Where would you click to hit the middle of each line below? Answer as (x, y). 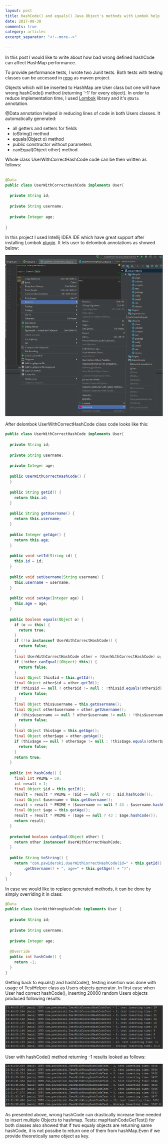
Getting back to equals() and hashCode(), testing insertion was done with (81, 982)
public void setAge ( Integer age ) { (47, 598)
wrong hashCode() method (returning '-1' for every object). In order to (77, 92)
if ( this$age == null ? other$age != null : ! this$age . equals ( (81, 741)
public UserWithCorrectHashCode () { (48, 477)
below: (12, 248)
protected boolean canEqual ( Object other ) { (57, 837)
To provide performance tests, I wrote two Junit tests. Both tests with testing (84, 72)
